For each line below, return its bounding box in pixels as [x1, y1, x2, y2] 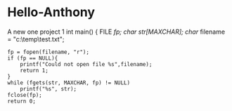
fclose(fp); [7, 91, 42, 98]
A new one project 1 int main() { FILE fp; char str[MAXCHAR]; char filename [7, 27, 226, 36]
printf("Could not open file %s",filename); [20, 60, 153, 67]
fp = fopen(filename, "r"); [7, 48, 90, 55]
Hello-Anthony [7, 4, 96, 20]
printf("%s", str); [20, 85, 77, 92]
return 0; [7, 98, 37, 105]
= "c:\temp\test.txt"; [7, 34, 65, 43]
